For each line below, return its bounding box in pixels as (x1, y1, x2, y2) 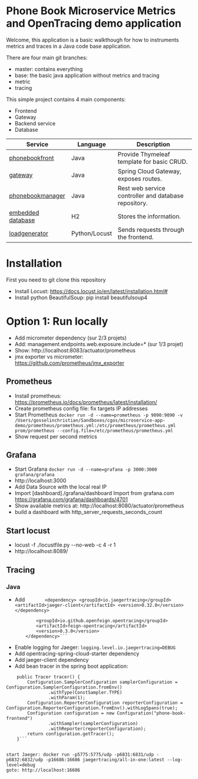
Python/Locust (71, 229, 112, 237)
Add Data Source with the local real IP (14, 483, 107, 490)
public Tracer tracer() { (16, 674, 81, 680)
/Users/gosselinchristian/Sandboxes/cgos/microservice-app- (14, 417, 166, 424)
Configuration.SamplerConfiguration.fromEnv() (6, 684, 123, 690)
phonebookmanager (9, 191, 65, 199)
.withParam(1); (48, 694, 85, 700)
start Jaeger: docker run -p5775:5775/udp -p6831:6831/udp (6, 751, 154, 758)
